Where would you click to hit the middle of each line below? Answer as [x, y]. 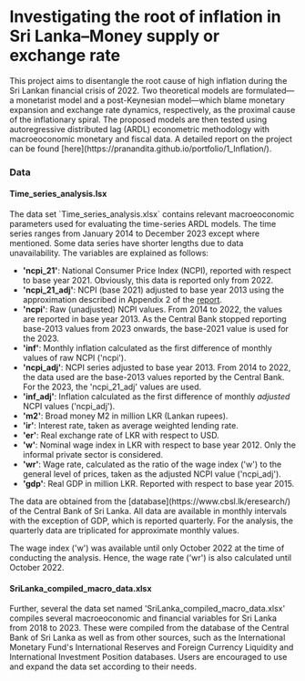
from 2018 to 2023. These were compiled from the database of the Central [149, 628]
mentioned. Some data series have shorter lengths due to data [127, 243]
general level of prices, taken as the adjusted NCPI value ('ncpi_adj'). [152, 474]
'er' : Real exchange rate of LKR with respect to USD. [121, 436]
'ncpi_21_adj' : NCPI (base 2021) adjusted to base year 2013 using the [153, 290]
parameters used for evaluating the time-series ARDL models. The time [143, 224]
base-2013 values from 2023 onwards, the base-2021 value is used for [156, 329]
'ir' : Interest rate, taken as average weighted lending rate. [130, 426]
